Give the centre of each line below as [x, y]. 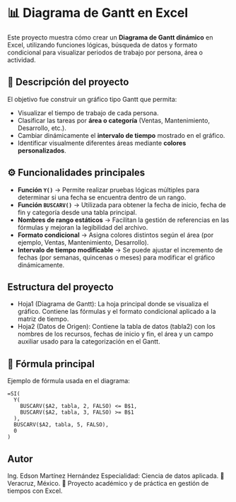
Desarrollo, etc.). [42, 128]
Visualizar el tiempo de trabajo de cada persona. [88, 112]
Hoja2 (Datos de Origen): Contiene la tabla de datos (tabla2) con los [116, 327]
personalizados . [42, 150]
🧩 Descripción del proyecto [68, 82]
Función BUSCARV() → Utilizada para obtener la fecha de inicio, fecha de [122, 204]
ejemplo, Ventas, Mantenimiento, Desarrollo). [83, 242]
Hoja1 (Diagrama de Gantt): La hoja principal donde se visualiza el [113, 304]
